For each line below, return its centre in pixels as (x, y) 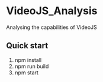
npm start (26, 73)
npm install (28, 60)
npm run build (32, 66)
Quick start (27, 46)
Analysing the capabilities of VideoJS (52, 27)
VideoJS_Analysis (52, 11)
